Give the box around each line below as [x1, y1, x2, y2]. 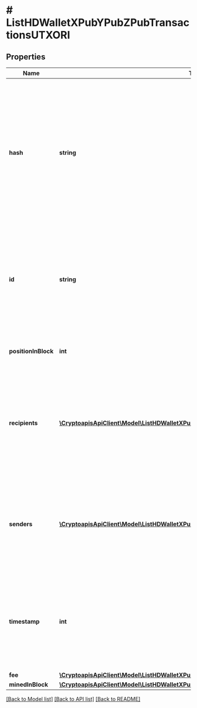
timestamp [9, 618, 40, 625]
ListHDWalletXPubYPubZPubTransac [6, 16, 189, 29]
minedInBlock [9, 680, 49, 689]
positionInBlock [9, 347, 54, 355]
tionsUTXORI [6, 29, 70, 42]
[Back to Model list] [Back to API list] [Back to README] [6, 696, 141, 702]
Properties [6, 52, 46, 62]
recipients [9, 419, 38, 427]
